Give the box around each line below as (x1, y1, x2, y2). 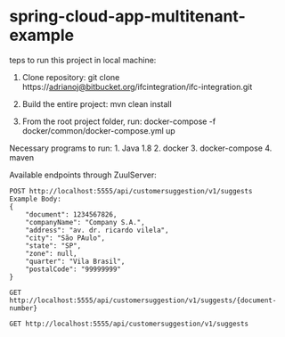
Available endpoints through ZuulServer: (9, 169, 158, 180)
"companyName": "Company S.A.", (25, 218, 145, 226)
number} (9, 303, 38, 313)
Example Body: (9, 194, 62, 203)
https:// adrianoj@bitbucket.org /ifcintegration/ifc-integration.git (21, 81, 253, 92)
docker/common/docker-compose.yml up (21, 125, 175, 136)
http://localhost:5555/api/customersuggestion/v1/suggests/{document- (9, 296, 277, 305)
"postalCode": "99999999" (25, 265, 122, 274)
